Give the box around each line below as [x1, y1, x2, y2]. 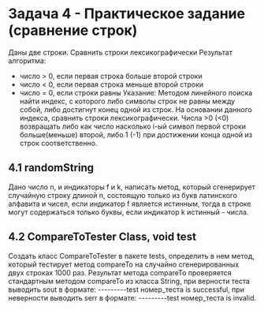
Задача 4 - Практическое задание [8, 5, 246, 23]
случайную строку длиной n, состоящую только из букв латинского [8, 190, 238, 200]
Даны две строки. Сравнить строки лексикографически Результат [8, 47, 232, 57]
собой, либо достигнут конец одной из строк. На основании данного [19, 104, 252, 114]
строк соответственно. [19, 138, 98, 148]
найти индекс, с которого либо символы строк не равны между [19, 96, 236, 106]
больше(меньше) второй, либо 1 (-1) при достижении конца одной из [19, 129, 253, 139]
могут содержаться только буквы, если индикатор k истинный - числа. [8, 207, 249, 217]
